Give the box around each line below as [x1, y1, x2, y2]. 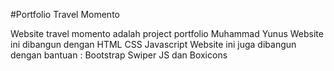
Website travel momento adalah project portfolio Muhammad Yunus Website [10, 28, 324, 39]
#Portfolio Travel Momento [10, 9, 120, 20]
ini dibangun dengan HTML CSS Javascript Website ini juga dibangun [10, 39, 297, 50]
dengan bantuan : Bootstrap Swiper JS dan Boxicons [10, 49, 228, 61]
